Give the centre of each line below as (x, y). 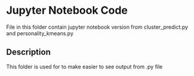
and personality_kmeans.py (40, 33)
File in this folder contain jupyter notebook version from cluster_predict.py (97, 27)
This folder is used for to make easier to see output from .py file (84, 66)
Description (28, 52)
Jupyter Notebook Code (67, 10)
